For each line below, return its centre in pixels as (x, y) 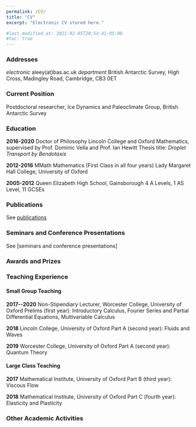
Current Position (30, 94)
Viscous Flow (22, 385)
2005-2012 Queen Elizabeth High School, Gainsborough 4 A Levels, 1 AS (95, 183)
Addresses (22, 60)
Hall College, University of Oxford (47, 172)
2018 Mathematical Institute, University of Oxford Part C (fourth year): (91, 396)
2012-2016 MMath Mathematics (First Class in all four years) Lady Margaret (99, 166)
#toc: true (19, 39)
